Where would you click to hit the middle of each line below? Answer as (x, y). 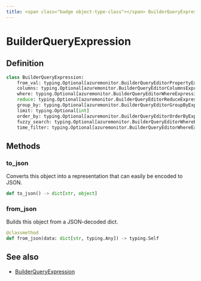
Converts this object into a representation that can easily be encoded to (95, 176)
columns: (28, 88)
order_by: (29, 116)
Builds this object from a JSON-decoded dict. (62, 222)
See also (22, 257)
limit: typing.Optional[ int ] (53, 111)
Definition (25, 64)
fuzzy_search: (34, 122)
